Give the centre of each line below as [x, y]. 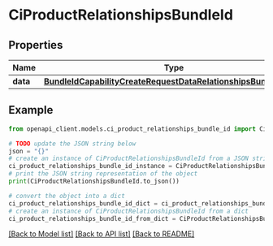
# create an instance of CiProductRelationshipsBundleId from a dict [129, 211]
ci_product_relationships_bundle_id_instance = [91, 166]
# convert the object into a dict [67, 196]
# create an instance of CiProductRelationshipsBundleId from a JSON [129, 159]
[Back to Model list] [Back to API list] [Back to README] [102, 234]
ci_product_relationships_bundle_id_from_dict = [92, 218]
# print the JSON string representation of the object [103, 174]
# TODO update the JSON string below [72, 144]
